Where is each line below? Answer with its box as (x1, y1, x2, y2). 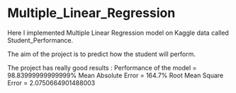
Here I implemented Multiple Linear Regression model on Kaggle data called (7, 28, 229, 37)
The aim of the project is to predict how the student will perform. (7, 50, 196, 58)
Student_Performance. (7, 35, 74, 44)
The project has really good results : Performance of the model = (7, 63, 197, 72)
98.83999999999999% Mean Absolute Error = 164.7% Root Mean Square (7, 71, 224, 80)
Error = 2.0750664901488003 (7, 78, 96, 87)
